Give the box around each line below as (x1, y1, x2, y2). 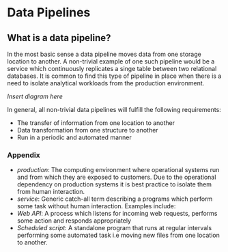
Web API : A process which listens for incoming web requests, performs (16, 210, 218, 218)
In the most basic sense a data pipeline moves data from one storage (7, 50, 201, 58)
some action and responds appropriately (16, 216, 132, 225)
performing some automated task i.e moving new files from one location (16, 231, 220, 240)
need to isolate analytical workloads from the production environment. (7, 79, 205, 87)
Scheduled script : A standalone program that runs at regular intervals (16, 224, 212, 232)
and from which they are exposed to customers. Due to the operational (16, 173, 216, 182)
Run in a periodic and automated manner (16, 133, 132, 141)
